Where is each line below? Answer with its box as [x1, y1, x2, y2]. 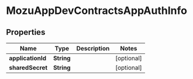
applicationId [9, 54, 47, 62]
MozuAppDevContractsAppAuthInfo [6, 4, 187, 17]
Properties [6, 27, 46, 37]
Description [76, 45, 110, 52]
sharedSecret [9, 64, 48, 71]
